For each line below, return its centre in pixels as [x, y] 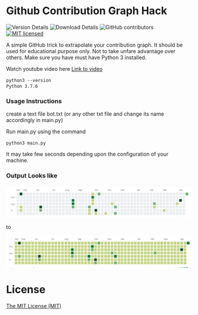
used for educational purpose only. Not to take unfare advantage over [91, 51]
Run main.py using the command [46, 132]
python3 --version [29, 80]
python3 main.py [26, 143]
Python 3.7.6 [22, 86]
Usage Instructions [34, 101]
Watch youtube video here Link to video [55, 68]
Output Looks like [32, 176]
